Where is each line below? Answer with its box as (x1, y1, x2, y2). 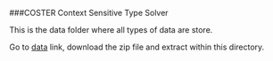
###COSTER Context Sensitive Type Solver (9, 8, 169, 18)
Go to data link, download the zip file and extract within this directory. (9, 42, 265, 52)
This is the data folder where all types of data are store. (9, 25, 213, 34)
